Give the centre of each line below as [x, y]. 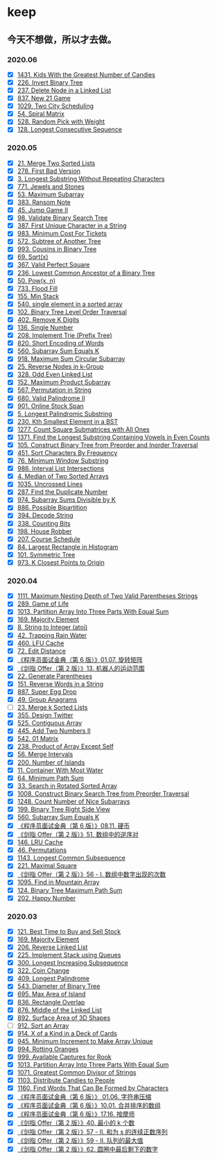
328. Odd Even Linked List [55, 375]
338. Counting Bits [44, 523]
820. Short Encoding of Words [60, 343]
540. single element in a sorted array [70, 304]
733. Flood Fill [37, 288]
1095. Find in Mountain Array [58, 882]
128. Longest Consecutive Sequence [70, 130]
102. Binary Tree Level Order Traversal [72, 312]
